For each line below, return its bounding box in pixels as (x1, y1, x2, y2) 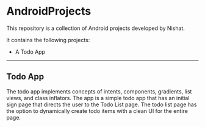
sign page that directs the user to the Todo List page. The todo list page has (6, 101, 197, 108)
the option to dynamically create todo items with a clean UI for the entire (6, 107, 188, 114)
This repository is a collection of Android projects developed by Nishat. (6, 24, 185, 32)
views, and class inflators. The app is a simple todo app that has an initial (6, 94, 190, 101)
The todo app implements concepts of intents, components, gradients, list (6, 87, 192, 95)
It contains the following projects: (6, 36, 90, 43)
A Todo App (15, 48, 46, 56)
